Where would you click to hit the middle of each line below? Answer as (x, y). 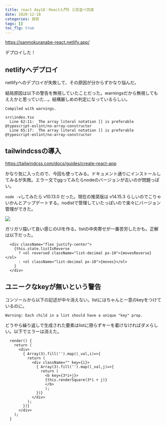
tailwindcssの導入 (33, 151)
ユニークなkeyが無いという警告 (53, 287)
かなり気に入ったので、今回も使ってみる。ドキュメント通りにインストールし (83, 174)
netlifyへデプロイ (32, 70)
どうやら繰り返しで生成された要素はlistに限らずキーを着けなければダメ (77, 325)
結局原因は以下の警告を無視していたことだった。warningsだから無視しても (82, 93)
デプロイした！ (20, 53)
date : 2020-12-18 (23, 14)
